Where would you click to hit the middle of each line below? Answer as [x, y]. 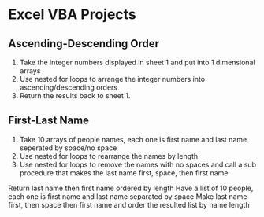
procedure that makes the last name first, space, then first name [124, 173]
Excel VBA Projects [72, 15]
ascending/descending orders [69, 87]
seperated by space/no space [68, 148]
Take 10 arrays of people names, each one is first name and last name [133, 139]
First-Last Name [48, 121]
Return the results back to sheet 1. [75, 96]
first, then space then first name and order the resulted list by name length [129, 204]
